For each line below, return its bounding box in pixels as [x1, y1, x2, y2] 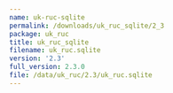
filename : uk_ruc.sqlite [9, 46, 101, 55]
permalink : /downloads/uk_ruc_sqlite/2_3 [9, 21, 165, 30]
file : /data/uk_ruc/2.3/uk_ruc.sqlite [9, 71, 153, 80]
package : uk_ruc [9, 29, 69, 38]
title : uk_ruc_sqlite [9, 37, 90, 47]
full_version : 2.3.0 [9, 63, 86, 72]
